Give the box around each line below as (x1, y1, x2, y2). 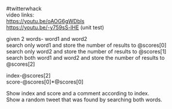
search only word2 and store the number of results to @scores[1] (6, 48, 167, 55)
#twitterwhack (6, 5, 42, 12)
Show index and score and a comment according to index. (6, 90, 149, 97)
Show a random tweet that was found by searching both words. (6, 96, 162, 103)
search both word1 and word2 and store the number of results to (6, 54, 165, 61)
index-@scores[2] (6, 72, 51, 79)
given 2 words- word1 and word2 (6, 36, 88, 42)
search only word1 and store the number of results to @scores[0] (6, 41, 167, 49)
